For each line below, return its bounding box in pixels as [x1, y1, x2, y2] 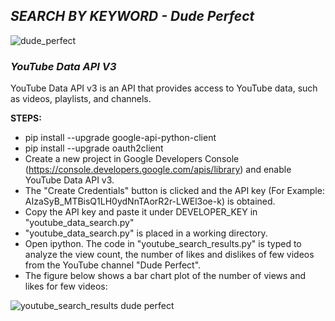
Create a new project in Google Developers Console [24, 153, 240, 165]
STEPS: [10, 112, 42, 124]
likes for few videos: [24, 280, 108, 293]
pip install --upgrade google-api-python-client [24, 132, 217, 144]
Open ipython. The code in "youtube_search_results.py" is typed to [24, 238, 302, 250]
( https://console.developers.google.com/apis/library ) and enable [24, 164, 292, 176]
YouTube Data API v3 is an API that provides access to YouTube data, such [10, 82, 318, 94]
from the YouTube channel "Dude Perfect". [24, 259, 202, 271]
